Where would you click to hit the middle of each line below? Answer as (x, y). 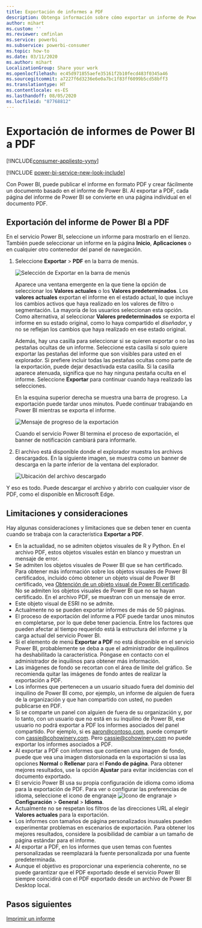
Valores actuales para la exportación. (62, 815)
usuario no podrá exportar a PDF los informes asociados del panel (97, 725)
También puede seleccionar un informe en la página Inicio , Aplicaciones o (99, 243)
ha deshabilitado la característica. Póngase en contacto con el (92, 655)
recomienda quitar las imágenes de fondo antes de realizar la (91, 674)
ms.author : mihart (29, 62)
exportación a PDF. (38, 680)
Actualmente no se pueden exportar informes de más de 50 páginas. (100, 610)
